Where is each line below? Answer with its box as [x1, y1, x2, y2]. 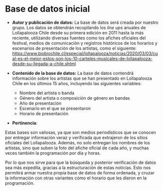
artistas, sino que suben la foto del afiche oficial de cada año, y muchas [5, 145, 149, 151]
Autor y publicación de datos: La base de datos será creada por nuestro [12, 19, 159, 25]
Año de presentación [19, 100, 62, 106]
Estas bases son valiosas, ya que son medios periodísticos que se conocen [5, 129, 157, 135]
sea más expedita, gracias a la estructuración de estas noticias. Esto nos [5, 164, 151, 171]
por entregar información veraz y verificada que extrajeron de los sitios [5, 135, 148, 140]
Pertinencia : [12, 120, 37, 126]
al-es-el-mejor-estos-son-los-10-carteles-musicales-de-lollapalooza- [12, 55, 153, 61]
